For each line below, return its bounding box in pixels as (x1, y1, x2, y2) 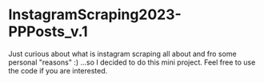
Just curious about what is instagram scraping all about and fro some (8, 49, 238, 58)
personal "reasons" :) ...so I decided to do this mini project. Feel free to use (8, 57, 256, 67)
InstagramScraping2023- (8, 6, 182, 24)
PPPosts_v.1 (8, 22, 88, 41)
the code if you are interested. (8, 65, 108, 75)
